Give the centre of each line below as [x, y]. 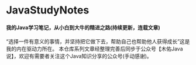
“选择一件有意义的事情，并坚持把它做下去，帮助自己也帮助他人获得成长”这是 [98, 42]
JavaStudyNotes [48, 10]
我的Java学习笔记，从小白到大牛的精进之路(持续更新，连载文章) [83, 28]
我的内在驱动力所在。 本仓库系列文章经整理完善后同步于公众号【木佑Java [94, 49]
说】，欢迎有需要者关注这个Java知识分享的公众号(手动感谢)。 [79, 56]
